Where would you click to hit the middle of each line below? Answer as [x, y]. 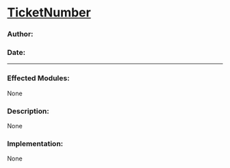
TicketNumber [49, 13]
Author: [20, 34]
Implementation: [35, 143]
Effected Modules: [38, 78]
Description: [28, 111]
